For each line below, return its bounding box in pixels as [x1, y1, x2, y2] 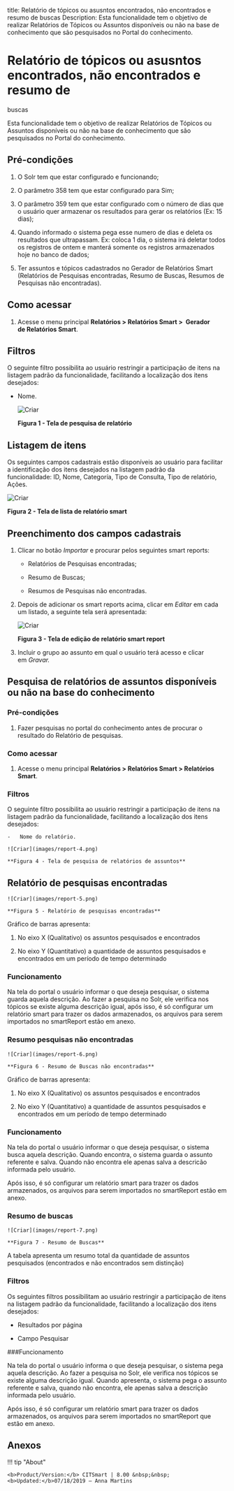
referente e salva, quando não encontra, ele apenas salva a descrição [7, 1383, 208, 1392]
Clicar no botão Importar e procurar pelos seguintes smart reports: [17, 546, 210, 554]
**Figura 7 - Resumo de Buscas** [7, 1239, 105, 1246]
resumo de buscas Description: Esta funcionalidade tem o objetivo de [7, 13, 207, 22]
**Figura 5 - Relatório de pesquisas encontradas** [7, 908, 161, 915]
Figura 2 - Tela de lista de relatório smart [7, 507, 127, 516]
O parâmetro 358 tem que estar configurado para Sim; [17, 186, 175, 194]
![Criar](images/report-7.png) [7, 1227, 98, 1234]
